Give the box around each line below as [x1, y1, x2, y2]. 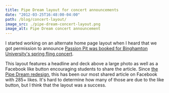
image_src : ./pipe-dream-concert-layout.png [5, 21, 101, 27]
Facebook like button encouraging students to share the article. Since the [5, 66, 158, 72]
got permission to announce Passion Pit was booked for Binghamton [5, 45, 148, 52]
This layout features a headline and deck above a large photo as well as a [5, 61, 158, 67]
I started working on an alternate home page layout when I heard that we [5, 40, 157, 46]
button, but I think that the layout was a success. [5, 82, 106, 88]
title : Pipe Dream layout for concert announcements [5, 7, 119, 13]
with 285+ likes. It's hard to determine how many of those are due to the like [5, 77, 164, 83]
